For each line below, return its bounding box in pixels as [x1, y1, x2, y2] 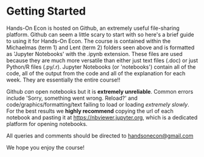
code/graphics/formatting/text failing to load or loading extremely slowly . [6, 100, 190, 108]
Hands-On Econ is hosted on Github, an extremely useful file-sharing [6, 24, 180, 32]
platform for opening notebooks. [6, 120, 88, 127]
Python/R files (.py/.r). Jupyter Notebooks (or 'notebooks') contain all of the [6, 63, 196, 71]
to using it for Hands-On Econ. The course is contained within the [6, 37, 171, 44]
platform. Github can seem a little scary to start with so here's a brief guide [6, 30, 194, 38]
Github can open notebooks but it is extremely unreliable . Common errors [6, 88, 194, 95]
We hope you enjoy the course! [6, 144, 85, 151]
